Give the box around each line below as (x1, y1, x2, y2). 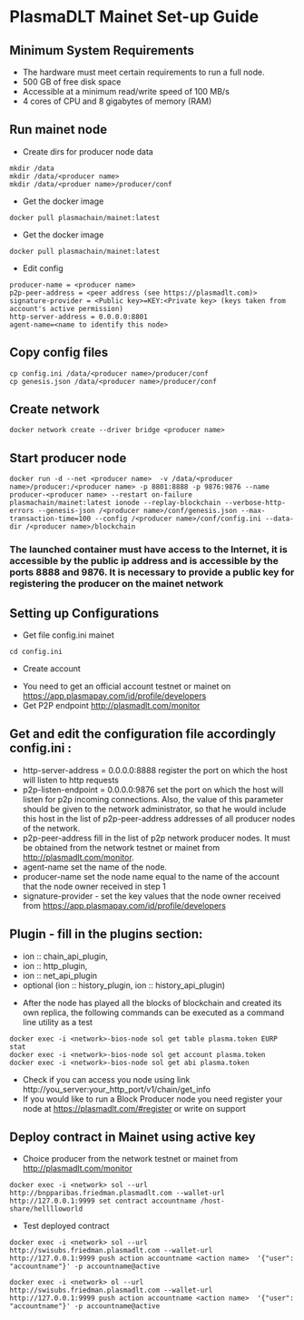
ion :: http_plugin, (22, 960, 88, 971)
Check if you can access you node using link (22, 1073, 191, 1084)
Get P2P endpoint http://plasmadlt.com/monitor (22, 700, 201, 710)
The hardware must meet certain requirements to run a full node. (22, 66, 265, 77)
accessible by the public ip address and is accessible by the (9, 555, 279, 568)
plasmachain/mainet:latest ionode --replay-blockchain (9, 499, 221, 508)
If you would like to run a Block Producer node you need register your (22, 1093, 283, 1104)
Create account (22, 662, 82, 674)
